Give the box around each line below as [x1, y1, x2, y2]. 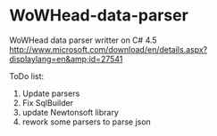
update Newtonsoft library [21, 107, 119, 117]
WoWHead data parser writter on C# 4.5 [9, 35, 158, 45]
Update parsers [21, 88, 80, 99]
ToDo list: [9, 70, 45, 81]
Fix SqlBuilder [21, 97, 74, 108]
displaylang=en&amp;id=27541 [9, 53, 123, 64]
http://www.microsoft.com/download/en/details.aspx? [9, 44, 208, 54]
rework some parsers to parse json [21, 116, 152, 127]
